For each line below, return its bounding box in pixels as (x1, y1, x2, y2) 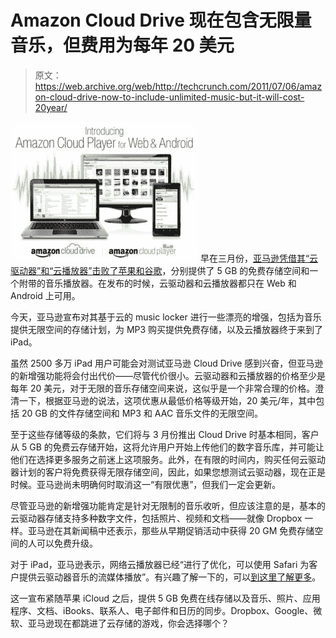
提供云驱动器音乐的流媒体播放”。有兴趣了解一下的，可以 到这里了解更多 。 (18, 571, 322, 583)
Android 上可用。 (10, 289, 81, 301)
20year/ (34, 101, 68, 113)
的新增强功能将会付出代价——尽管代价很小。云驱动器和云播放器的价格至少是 (10, 369, 326, 381)
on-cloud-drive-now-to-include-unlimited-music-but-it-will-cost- (34, 91, 305, 103)
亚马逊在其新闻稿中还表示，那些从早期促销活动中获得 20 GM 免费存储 (27, 524, 315, 536)
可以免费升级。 (36, 537, 98, 549)
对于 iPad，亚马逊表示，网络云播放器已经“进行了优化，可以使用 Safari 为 (10, 558, 310, 570)
